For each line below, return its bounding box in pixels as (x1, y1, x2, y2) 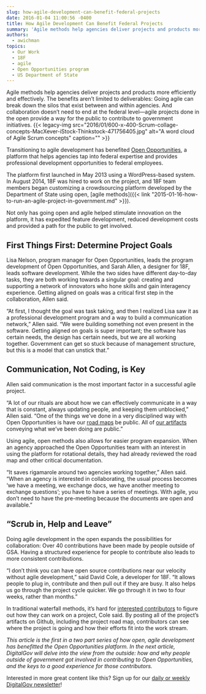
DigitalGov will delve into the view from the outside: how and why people (6, 649, 191, 657)
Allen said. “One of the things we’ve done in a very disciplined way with (6, 412, 187, 419)
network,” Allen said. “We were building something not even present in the (6, 321, 194, 328)
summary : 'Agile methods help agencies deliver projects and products (6, 26, 191, 33)
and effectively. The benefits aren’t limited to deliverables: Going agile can (6, 95, 194, 103)
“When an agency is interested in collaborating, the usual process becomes (6, 475, 197, 482)
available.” (6, 501, 32, 509)
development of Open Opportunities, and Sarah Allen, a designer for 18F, (6, 263, 190, 270)
